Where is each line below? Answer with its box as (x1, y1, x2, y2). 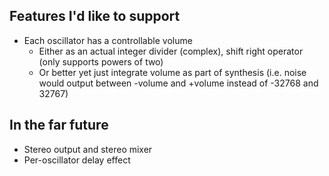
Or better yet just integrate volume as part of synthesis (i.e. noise (38, 66, 307, 78)
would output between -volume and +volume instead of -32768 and (38, 77, 319, 89)
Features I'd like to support (9, 8, 181, 25)
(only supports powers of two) (38, 55, 164, 68)
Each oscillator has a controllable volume (23, 34, 193, 46)
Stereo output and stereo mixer (23, 143, 153, 155)
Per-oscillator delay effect (23, 154, 131, 166)
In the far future (9, 117, 109, 134)
